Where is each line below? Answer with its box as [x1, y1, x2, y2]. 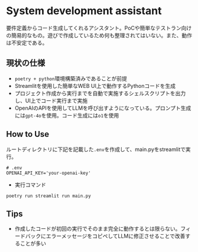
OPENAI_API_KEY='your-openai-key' [6, 170, 92, 176]
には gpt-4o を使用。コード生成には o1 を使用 [14, 112, 119, 119]
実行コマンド [14, 181, 46, 188]
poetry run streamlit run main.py [6, 193, 92, 199]
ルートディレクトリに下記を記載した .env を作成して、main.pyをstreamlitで [6, 146, 186, 153]
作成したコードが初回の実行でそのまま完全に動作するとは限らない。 [14, 225, 181, 233]
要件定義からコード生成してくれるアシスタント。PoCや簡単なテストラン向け [6, 24, 192, 31]
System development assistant [6, 4, 162, 18]
